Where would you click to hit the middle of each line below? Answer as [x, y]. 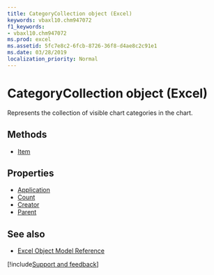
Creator [28, 205]
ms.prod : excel [29, 40]
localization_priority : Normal [53, 59]
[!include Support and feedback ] [53, 265]
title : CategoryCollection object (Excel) [70, 14]
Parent [27, 212]
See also [26, 234]
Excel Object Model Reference [61, 251]
